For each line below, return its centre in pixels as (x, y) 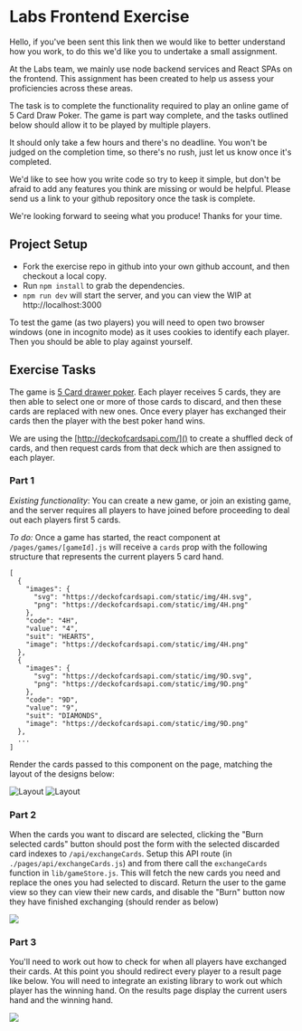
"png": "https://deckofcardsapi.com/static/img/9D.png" (141, 684)
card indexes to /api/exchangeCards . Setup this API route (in (121, 854)
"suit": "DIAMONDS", (64, 716)
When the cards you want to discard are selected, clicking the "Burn (137, 835)
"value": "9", (52, 708)
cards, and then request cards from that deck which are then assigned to (146, 448)
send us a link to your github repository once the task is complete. (132, 198)
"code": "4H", (52, 621)
